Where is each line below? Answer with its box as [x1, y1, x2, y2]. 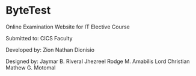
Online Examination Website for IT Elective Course [5, 23, 130, 30]
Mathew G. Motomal [5, 64, 56, 71]
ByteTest [5, 4, 51, 17]
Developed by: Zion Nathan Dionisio [5, 46, 94, 53]
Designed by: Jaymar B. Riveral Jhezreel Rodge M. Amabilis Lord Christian [5, 58, 190, 65]
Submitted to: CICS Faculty [5, 34, 73, 42]
